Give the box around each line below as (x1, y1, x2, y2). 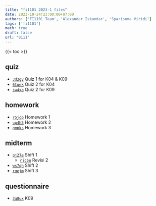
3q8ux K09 (12, 195, 34, 201)
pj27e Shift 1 (12, 152, 38, 158)
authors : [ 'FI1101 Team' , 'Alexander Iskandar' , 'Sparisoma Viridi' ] (5, 16, 152, 21)
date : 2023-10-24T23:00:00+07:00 (5, 12, 74, 17)
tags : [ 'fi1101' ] (5, 21, 41, 26)
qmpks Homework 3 (12, 124, 51, 130)
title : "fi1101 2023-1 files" (5, 7, 68, 12)
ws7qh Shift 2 (12, 162, 38, 168)
